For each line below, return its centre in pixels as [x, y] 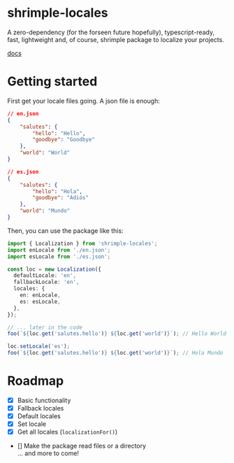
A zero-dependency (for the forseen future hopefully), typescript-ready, [111, 32]
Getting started [52, 81]
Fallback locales [41, 408]
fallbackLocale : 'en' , [46, 282]
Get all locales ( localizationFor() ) [67, 432]
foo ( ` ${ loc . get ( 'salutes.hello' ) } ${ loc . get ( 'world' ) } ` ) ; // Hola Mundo [115, 353]
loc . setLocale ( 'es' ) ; [39, 347]
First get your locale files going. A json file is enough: [84, 101]
